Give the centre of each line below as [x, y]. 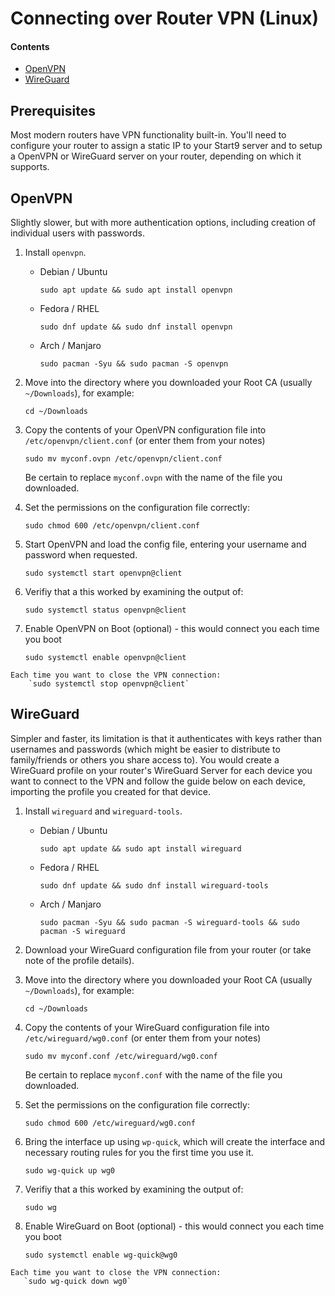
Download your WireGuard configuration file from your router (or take [168, 949]
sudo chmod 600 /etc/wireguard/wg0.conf [110, 1123]
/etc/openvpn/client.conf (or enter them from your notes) [145, 441]
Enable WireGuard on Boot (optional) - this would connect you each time [174, 1226]
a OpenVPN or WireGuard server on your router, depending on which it [156, 156]
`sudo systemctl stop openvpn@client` [109, 684]
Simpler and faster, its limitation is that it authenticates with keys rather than [166, 738]
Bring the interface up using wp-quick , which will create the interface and [175, 1141]
